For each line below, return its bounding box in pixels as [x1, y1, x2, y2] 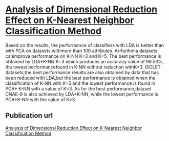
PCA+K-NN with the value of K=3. [5, 96, 76, 103]
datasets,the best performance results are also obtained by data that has [5, 69, 159, 75]
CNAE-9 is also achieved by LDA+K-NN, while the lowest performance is [5, 91, 159, 97]
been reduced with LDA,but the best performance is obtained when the [5, 75, 156, 81]
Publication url [5, 111, 53, 120]
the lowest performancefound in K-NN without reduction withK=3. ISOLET [5, 64, 161, 70]
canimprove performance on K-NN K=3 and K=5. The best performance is [5, 53, 161, 59]
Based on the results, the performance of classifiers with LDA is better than [5, 42, 164, 48]
